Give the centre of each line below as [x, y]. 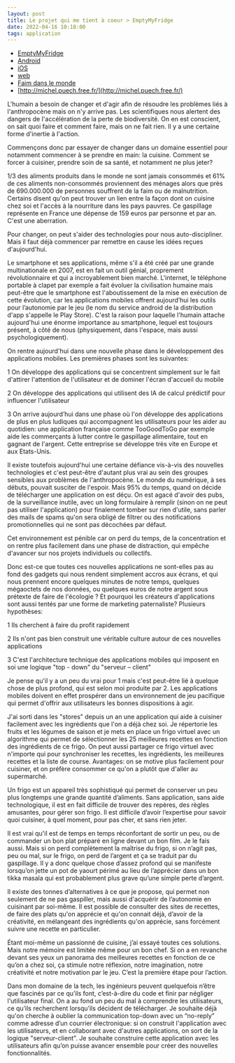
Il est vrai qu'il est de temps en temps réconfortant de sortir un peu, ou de [114, 834]
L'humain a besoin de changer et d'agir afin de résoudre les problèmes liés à [117, 104]
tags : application [34, 33]
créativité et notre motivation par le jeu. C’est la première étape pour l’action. [117, 972]
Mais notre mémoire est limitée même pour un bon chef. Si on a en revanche [117, 950]
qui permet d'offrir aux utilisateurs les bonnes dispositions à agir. [101, 703]
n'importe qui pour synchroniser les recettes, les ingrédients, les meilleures [116, 754]
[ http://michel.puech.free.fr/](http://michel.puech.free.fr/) [100, 91]
